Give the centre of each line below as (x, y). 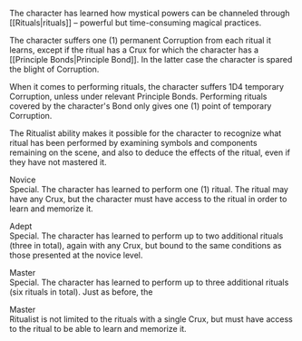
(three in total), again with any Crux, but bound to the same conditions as (146, 245)
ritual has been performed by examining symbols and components (133, 143)
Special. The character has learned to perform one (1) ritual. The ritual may (149, 189)
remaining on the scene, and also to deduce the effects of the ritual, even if (150, 152)
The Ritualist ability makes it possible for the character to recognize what (146, 133)
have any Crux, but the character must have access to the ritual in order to (148, 199)
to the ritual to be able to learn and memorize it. (98, 329)
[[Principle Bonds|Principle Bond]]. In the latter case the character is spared (151, 59)
